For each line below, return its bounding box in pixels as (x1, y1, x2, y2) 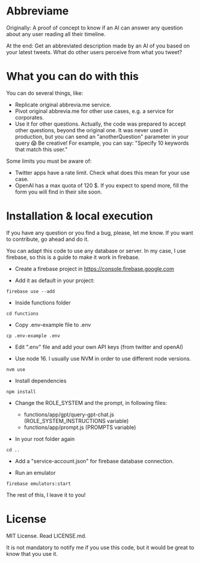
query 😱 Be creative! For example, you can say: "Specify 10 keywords (14, 139, 189, 147)
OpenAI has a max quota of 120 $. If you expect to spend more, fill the (14, 181, 189, 189)
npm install (6, 389, 36, 395)
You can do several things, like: (6, 89, 83, 97)
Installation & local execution (6, 209, 153, 223)
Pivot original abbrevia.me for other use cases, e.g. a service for (14, 107, 174, 115)
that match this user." (14, 145, 68, 153)
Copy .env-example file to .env (14, 321, 91, 328)
